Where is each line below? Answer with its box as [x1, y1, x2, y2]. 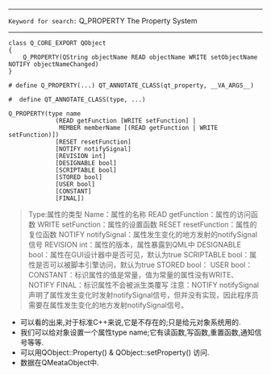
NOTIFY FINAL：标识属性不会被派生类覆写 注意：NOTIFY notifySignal [27, 280, 260, 290]
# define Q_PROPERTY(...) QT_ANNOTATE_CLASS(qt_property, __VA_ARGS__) [8, 81, 254, 90]
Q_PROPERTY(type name [8, 110, 81, 118]
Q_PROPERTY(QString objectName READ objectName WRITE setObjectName [23, 53, 258, 61]
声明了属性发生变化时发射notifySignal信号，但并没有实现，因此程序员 [27, 290, 259, 299]
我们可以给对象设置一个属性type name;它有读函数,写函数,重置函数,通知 [19, 327, 256, 337]
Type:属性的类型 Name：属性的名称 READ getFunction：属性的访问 [27, 210, 252, 219]
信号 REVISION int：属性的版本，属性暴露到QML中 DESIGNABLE [27, 240, 242, 249]
